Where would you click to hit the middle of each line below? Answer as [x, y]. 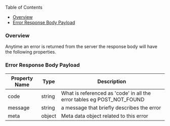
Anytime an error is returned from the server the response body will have [81, 47]
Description [112, 81]
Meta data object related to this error [104, 116]
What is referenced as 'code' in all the [106, 93]
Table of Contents [24, 7]
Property [22, 78]
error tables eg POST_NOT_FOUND [103, 99]
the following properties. [31, 52]
